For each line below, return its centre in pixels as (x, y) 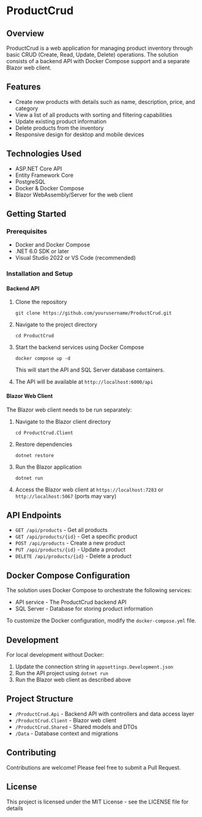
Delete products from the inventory (59, 128)
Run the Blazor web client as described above (73, 680)
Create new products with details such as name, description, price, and (105, 101)
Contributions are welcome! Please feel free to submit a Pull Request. (94, 767)
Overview (25, 33)
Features (24, 87)
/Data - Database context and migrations (66, 733)
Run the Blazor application (48, 467)
